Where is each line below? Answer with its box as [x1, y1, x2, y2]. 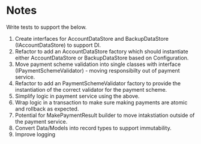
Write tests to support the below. [6, 23, 87, 31]
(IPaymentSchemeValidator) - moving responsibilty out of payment [14, 67, 180, 74]
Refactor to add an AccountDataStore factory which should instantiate [14, 47, 188, 55]
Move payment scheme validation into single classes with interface [14, 61, 181, 68]
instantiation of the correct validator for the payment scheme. [14, 86, 167, 93]
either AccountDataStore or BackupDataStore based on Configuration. [14, 54, 189, 61]
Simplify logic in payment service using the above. [14, 92, 140, 100]
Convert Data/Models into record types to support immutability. [14, 124, 172, 131]
